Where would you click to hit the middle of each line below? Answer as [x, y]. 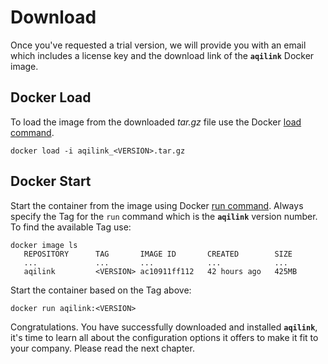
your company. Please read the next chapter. [102, 348]
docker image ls [44, 245]
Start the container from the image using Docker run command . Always [157, 205]
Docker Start [51, 181]
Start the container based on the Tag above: [101, 290]
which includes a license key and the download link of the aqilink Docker [162, 55]
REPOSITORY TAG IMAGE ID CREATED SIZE [158, 254]
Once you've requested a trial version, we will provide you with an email [158, 45]
